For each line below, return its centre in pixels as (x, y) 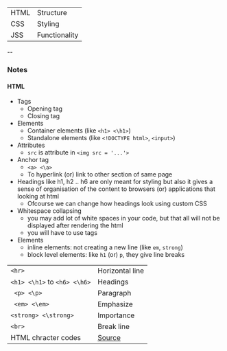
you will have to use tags (62, 233)
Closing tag (44, 116)
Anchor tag (33, 160)
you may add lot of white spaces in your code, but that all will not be (124, 218)
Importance (116, 315)
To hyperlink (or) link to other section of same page (100, 174)
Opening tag (45, 109)
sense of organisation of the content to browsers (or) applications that (116, 189)
